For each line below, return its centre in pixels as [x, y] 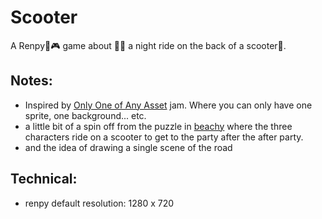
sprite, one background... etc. [85, 115]
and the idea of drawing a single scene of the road [128, 147]
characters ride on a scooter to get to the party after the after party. [164, 137]
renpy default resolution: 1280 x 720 [99, 203]
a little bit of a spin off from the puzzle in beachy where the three [158, 126]
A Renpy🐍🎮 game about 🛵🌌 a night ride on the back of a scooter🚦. [148, 45]
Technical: [44, 179]
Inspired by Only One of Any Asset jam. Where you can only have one [168, 105]
